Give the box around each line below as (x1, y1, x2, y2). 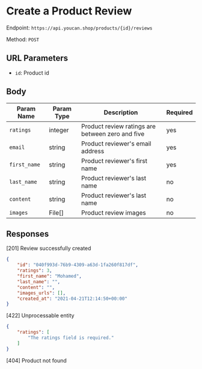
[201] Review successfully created (6, 245, 91, 252)
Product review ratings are (81, 122, 156, 130)
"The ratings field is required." (28, 335, 114, 341)
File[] (49, 209, 64, 217)
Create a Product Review (6, 4, 132, 18)
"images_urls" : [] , (17, 290, 66, 296)
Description (103, 108, 138, 117)
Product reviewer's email (81, 139, 151, 148)
